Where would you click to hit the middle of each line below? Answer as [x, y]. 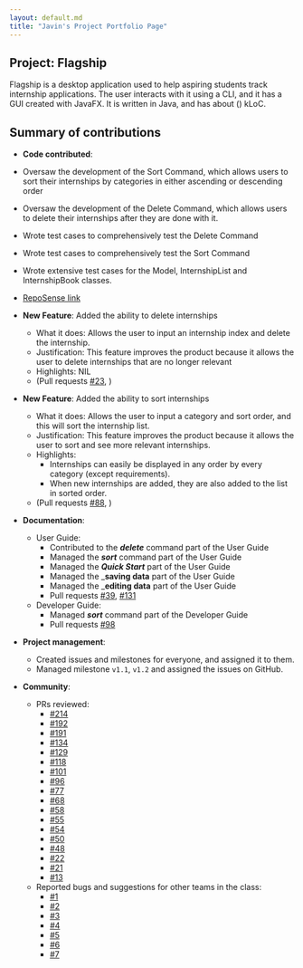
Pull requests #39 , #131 [93, 596]
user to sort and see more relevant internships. [123, 446]
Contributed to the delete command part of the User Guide [159, 548]
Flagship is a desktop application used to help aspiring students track [139, 85]
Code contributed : [57, 154]
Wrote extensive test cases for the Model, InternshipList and [135, 271]
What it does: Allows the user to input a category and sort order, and [163, 417]
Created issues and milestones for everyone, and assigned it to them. [166, 660]
